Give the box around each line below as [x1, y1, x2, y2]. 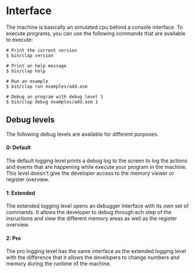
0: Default [6, 144, 31, 151]
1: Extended [6, 189, 35, 197]
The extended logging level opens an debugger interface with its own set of [6, 202, 189, 209]
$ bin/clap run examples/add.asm [6, 84, 88, 89]
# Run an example [6, 78, 49, 84]
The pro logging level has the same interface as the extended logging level [6, 248, 186, 255]
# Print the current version [6, 47, 77, 54]
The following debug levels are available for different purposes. [6, 131, 159, 138]
